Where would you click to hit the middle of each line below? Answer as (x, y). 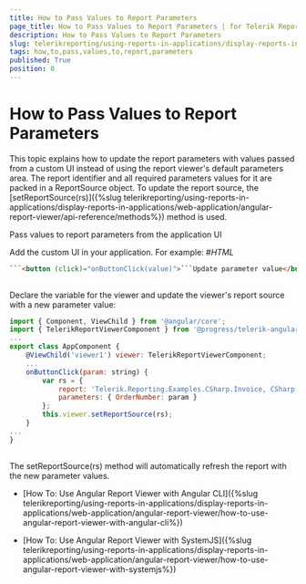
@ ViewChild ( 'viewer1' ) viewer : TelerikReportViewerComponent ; (146, 355)
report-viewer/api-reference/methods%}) (87, 216)
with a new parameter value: (63, 304)
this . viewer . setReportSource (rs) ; (107, 415)
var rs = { (63, 381)
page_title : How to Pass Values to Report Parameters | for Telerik (142, 26)
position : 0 (32, 69)
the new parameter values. (60, 475)
